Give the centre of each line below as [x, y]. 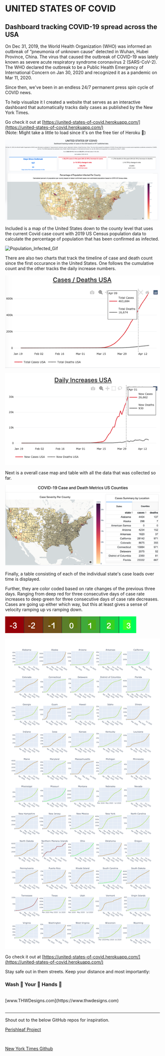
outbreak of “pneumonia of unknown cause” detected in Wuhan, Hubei [77, 52]
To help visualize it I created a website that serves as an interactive [73, 102]
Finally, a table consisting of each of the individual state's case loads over [80, 574]
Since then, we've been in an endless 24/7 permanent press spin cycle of [79, 87]
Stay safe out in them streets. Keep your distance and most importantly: [78, 972]
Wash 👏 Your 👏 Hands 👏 [34, 985]
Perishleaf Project [23, 1029]
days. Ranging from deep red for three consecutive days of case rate [75, 594]
